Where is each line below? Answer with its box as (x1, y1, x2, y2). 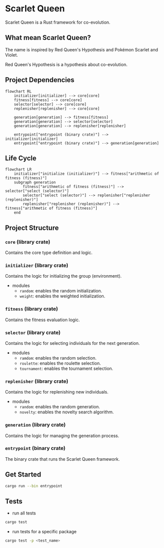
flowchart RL (5, 89, 32, 94)
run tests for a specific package (12, 529, 77, 535)
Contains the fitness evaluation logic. (5, 317, 80, 323)
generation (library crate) (5, 421, 66, 428)
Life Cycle (5, 154, 37, 162)
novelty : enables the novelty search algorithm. (19, 409, 114, 415)
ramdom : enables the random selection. (19, 355, 97, 361)
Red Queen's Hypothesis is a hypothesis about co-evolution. (5, 61, 128, 67)
